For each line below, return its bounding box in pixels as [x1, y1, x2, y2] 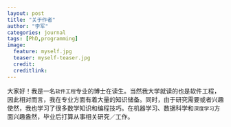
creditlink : [13, 67, 48, 74]
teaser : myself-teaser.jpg [13, 55, 91, 61]
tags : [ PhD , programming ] [7, 36, 78, 42]
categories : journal [7, 29, 67, 36]
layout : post [7, 10, 45, 17]
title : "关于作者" [7, 16, 56, 23]
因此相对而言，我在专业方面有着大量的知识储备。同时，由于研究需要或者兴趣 [7, 95, 224, 103]
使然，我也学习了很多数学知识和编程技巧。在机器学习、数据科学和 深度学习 [7, 104, 214, 112]
